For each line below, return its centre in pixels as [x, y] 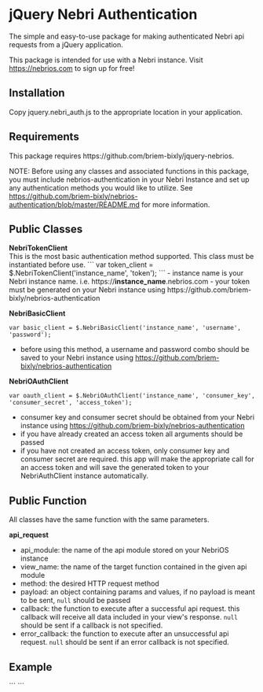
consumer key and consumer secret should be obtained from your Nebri [137, 417]
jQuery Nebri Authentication [103, 15]
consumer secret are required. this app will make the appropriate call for [137, 459]
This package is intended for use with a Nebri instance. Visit [106, 60]
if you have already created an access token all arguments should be [131, 434]
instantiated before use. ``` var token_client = [81, 265]
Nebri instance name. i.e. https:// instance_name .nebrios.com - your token [130, 282]
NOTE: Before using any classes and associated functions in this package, [129, 171]
